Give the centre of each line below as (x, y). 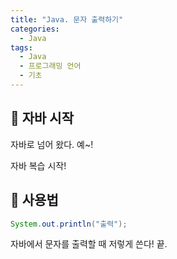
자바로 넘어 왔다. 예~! (52, 144)
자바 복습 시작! (38, 165)
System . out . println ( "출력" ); (69, 224)
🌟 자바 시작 (42, 118)
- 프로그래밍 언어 (50, 66)
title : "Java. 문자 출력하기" (67, 19)
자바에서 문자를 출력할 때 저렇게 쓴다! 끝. (89, 244)
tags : (21, 47)
